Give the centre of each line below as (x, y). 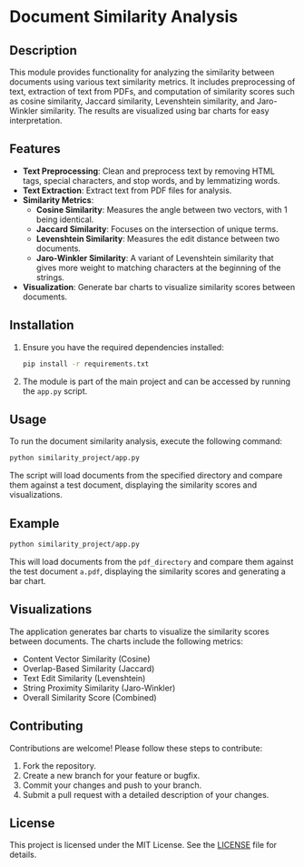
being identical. (65, 219)
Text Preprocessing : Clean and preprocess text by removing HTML (148, 171)
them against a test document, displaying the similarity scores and (133, 485)
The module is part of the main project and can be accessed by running (157, 381)
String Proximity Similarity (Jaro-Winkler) (99, 688)
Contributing (46, 726)
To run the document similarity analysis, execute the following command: (146, 441)
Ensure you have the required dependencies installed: (123, 347)
